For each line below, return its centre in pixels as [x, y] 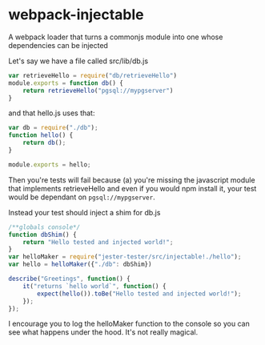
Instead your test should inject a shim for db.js [84, 212]
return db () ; [44, 143]
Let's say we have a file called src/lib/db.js [78, 61]
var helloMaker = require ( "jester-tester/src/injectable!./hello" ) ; [125, 257]
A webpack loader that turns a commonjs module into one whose [116, 37]
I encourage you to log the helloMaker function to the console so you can [129, 324]
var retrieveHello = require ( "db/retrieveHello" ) [93, 75]
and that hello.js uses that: [52, 113]
